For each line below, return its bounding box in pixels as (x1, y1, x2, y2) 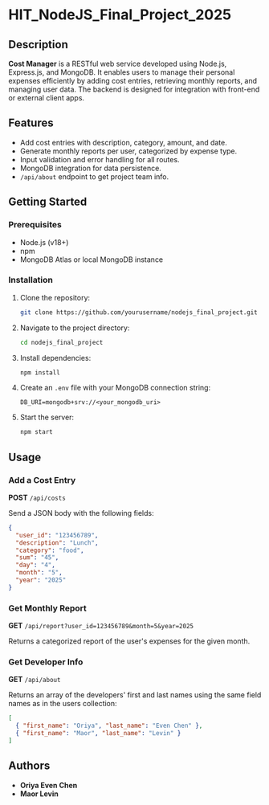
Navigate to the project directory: (19, 323, 130, 333)
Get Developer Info (8, 656, 84, 668)
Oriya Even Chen (19, 780, 78, 790)
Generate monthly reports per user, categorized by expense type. (19, 146, 238, 156)
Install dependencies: (19, 353, 92, 362)
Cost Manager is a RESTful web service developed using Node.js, (8, 59, 227, 68)
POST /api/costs (8, 492, 66, 502)
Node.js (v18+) (19, 237, 69, 247)
